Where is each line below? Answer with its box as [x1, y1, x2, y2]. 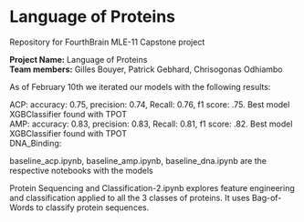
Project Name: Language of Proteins [9, 54, 148, 65]
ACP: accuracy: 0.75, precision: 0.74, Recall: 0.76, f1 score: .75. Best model [9, 98, 290, 110]
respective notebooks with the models [9, 165, 153, 176]
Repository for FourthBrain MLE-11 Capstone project [9, 36, 205, 47]
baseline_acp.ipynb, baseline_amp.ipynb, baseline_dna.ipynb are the [9, 155, 267, 166]
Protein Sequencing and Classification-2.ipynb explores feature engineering [9, 182, 295, 193]
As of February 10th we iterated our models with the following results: [9, 81, 271, 92]
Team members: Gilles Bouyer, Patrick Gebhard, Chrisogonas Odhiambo [9, 64, 283, 75]
